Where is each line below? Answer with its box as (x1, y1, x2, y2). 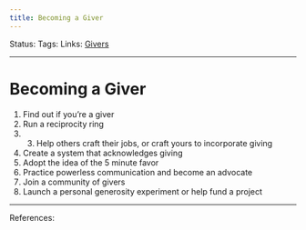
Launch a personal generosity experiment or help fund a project (22, 185, 262, 196)
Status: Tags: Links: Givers (9, 38, 109, 49)
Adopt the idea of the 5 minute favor (22, 156, 159, 168)
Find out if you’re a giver (22, 108, 115, 119)
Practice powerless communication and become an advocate (22, 166, 253, 177)
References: (9, 212, 55, 223)
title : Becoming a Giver (9, 13, 104, 23)
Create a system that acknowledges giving (22, 147, 183, 158)
